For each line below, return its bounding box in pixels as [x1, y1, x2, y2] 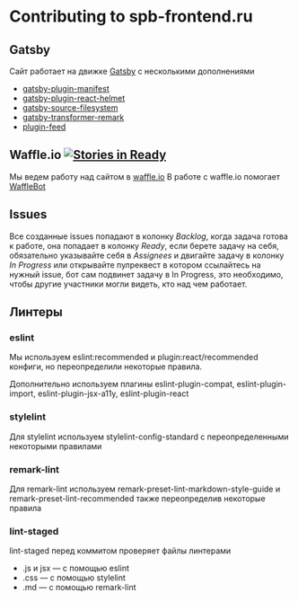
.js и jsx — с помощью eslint [22, 563, 130, 574]
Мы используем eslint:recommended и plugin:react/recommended [9, 352, 259, 363]
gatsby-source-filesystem [22, 102, 118, 113]
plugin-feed [22, 121, 66, 132]
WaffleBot [9, 181, 47, 191]
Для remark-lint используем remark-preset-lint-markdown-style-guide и [9, 483, 281, 494]
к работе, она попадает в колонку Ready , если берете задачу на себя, [9, 240, 280, 251]
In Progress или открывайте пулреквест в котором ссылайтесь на [9, 259, 262, 270]
